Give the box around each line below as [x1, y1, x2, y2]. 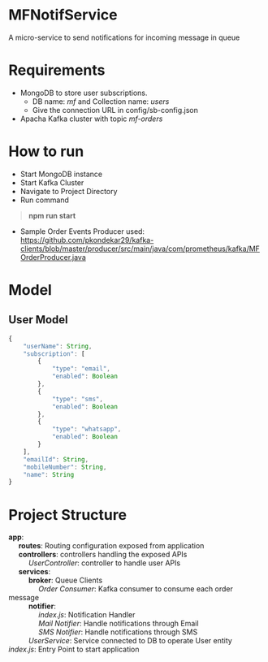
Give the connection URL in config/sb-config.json [32, 105, 199, 115]
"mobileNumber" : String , [23, 463, 107, 471]
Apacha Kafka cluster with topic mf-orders [19, 114, 163, 123]
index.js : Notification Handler [38, 610, 136, 620]
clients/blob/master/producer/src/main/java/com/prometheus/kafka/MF [19, 244, 260, 253]
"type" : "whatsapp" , [51, 425, 122, 434]
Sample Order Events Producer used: [19, 226, 145, 236]
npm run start [28, 210, 76, 220]
